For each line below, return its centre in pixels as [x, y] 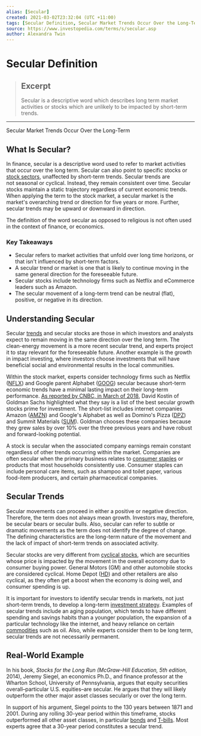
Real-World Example [45, 655]
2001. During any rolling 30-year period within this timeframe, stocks [91, 713]
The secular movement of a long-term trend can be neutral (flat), [95, 293]
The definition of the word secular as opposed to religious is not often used [99, 220]
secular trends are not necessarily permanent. [63, 636]
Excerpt [36, 86]
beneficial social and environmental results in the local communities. [90, 365]
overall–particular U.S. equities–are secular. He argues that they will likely [96, 689]
